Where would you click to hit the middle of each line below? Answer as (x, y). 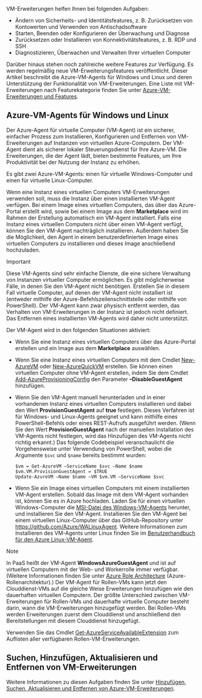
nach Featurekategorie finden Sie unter (93, 90)
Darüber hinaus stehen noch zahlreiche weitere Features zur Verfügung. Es (100, 64)
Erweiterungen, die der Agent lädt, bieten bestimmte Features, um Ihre (94, 155)
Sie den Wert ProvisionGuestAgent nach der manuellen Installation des (104, 429)
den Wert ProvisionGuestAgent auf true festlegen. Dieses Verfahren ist (105, 410)
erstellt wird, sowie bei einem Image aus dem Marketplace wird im (105, 211)
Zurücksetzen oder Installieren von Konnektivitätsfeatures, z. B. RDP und (106, 40)
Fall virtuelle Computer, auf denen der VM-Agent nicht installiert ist (90, 292)
